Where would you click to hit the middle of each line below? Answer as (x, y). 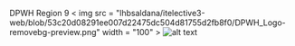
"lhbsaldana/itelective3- (161, 13)
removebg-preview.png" (55, 32)
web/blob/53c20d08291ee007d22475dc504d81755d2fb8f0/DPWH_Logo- (148, 23)
